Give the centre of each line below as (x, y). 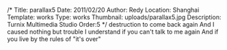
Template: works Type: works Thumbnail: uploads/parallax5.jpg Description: (114, 17)
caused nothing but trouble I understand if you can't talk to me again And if (113, 32)
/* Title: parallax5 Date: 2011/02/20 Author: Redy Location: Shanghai (103, 10)
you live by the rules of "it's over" (54, 39)
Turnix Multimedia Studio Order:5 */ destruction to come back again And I (111, 24)
